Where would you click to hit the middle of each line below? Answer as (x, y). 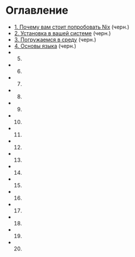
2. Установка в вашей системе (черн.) (62, 33)
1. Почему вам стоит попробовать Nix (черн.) (72, 27)
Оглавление (37, 10)
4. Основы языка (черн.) (45, 46)
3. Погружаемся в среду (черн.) (55, 39)
